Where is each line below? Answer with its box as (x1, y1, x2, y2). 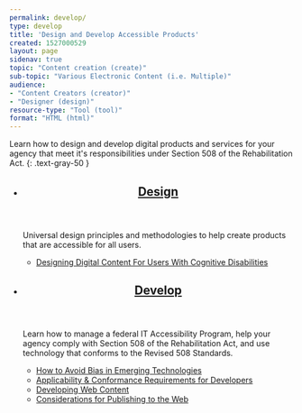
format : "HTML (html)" (9, 114, 95, 123)
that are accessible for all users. (22, 239, 142, 250)
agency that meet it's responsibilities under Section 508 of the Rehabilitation (9, 148, 293, 159)
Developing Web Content (35, 384, 129, 395)
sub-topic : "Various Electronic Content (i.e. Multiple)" (9, 72, 232, 81)
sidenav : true (9, 55, 63, 64)
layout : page (9, 47, 59, 56)
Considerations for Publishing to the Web (35, 393, 189, 404)
